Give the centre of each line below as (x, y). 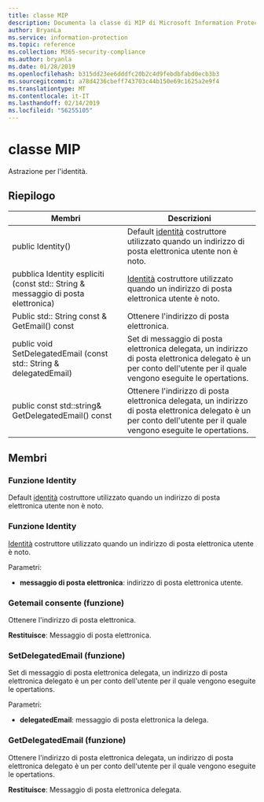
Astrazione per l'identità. (48, 171)
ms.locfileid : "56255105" (50, 111)
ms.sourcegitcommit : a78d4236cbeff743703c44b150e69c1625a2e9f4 (114, 81)
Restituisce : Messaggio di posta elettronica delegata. (95, 789)
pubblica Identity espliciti (58, 274)
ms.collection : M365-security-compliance (77, 52)
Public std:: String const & (60, 316)
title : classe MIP (38, 15)
